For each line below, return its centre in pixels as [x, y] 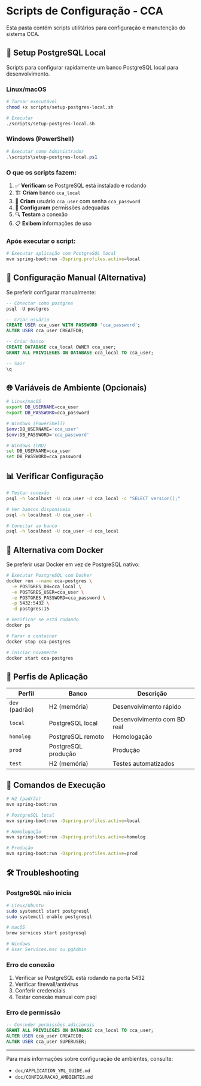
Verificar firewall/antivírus [47, 984]
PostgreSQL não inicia [39, 893]
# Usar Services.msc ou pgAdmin [46, 949]
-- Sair [16, 363]
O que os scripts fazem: [41, 172]
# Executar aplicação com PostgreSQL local [61, 254]
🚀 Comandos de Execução [56, 785]
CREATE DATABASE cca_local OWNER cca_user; [61, 347]
